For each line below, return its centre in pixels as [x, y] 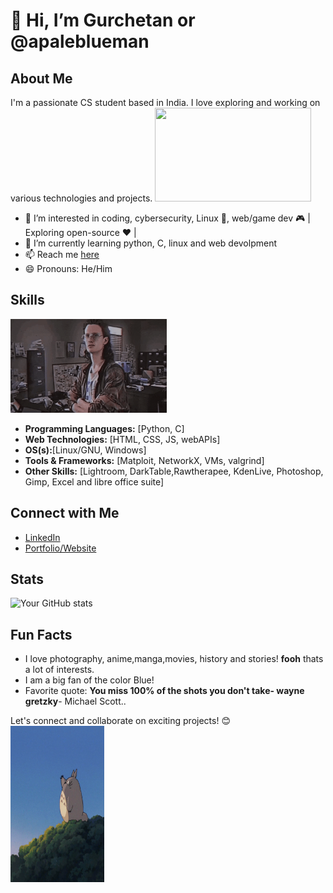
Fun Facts [41, 634]
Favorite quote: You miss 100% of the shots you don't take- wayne [164, 691]
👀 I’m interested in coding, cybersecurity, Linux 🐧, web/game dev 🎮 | [167, 218]
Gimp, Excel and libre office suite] [94, 481]
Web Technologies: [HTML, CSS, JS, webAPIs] [122, 439]
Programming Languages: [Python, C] [104, 428]
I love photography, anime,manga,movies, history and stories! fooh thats [174, 659]
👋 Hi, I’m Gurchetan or [103, 20]
